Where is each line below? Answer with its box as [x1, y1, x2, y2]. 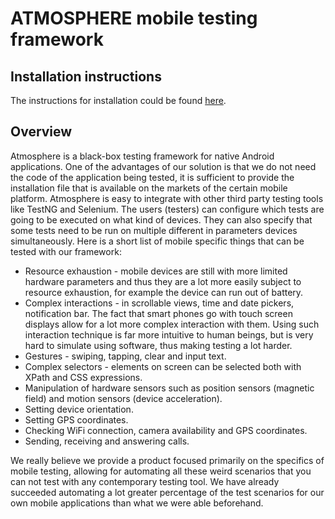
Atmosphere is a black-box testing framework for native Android [10, 150, 275, 162]
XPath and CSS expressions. [24, 371, 143, 383]
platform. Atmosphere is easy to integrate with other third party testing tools [10, 192, 324, 204]
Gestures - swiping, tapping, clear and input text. [24, 350, 227, 362]
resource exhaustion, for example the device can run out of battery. [24, 286, 304, 298]
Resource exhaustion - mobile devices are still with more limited [24, 265, 288, 277]
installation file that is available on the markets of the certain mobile [10, 182, 288, 194]
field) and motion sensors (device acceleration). [24, 392, 223, 404]
